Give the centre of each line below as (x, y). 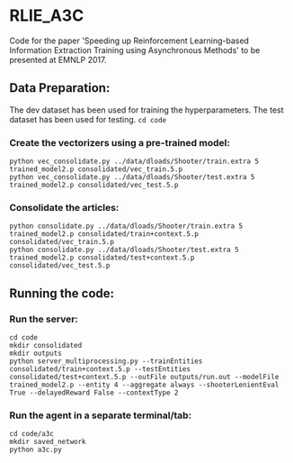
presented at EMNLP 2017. (58, 59)
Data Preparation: (60, 88)
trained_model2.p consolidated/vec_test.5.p (94, 186)
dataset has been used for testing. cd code (88, 119)
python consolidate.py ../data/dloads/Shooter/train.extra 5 (126, 226)
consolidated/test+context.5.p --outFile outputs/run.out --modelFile (144, 377)
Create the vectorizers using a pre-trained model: (120, 142)
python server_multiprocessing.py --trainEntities (106, 361)
